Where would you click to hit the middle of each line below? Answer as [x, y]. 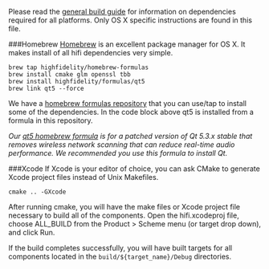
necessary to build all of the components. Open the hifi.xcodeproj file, [124, 215]
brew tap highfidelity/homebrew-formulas [79, 67]
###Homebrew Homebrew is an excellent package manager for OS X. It [127, 44]
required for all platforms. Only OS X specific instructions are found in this [130, 20]
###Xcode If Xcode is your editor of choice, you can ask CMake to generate [134, 169]
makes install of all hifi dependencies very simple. [91, 53]
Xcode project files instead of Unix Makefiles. [84, 177]
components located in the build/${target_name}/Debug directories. [120, 257]
